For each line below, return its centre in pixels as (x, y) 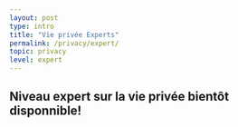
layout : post (34, 18)
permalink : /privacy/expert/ (64, 43)
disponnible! (46, 111)
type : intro (32, 26)
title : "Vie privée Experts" (64, 34)
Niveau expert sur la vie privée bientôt (119, 97)
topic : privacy (38, 52)
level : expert (36, 60)
